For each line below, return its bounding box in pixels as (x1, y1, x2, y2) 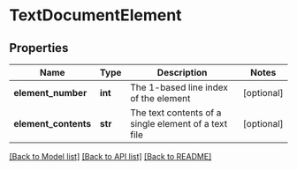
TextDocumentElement (9, 5, 183, 26)
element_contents (13, 118, 92, 129)
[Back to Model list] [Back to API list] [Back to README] (9, 152, 212, 161)
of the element (130, 92, 191, 104)
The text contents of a (130, 107, 222, 119)
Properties (9, 41, 69, 55)
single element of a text (130, 118, 228, 129)
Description (156, 67, 208, 78)
